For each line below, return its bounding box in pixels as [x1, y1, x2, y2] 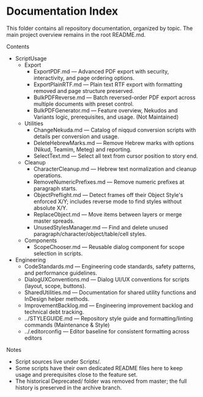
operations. [33, 171, 62, 179]
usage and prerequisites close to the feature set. [15, 371, 138, 378]
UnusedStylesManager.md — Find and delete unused [33, 223, 168, 231]
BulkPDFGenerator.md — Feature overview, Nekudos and [33, 106, 178, 114]
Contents [6, 43, 29, 50]
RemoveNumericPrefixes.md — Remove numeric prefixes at [33, 178, 185, 185]
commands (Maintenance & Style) [24, 321, 110, 328]
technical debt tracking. [24, 308, 84, 316]
